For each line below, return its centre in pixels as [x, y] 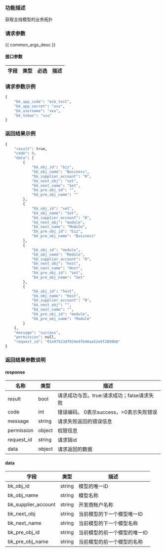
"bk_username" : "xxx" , [37, 111]
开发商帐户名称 [96, 505]
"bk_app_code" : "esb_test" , [43, 102]
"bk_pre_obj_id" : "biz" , [57, 232]
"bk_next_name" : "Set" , [56, 186]
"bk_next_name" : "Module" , [59, 227]
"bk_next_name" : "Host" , [57, 268]
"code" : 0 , [25, 153]
